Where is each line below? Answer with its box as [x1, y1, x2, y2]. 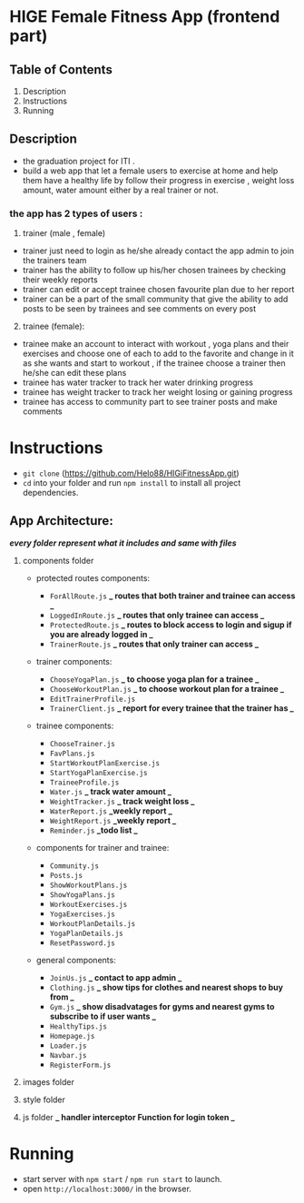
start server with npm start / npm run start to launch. [22, 1173, 222, 1184]
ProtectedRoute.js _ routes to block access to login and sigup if [49, 619, 292, 630]
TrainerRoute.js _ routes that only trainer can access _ [49, 638, 260, 649]
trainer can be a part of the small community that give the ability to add [22, 293, 289, 305]
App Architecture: [9, 513, 113, 528]
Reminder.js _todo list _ [49, 824, 138, 835]
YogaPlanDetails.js [49, 929, 124, 938]
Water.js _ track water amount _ [49, 785, 172, 796]
